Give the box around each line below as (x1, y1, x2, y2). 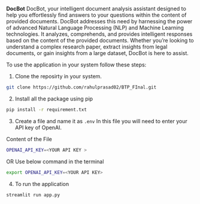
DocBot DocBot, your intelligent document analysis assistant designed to (6, 5, 187, 12)
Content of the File (6, 135, 52, 142)
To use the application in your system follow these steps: (6, 61, 147, 68)
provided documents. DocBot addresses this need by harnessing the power (6, 18, 193, 25)
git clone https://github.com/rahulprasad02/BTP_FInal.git (6, 84, 157, 90)
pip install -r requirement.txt (6, 106, 87, 112)
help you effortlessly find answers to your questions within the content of (6, 11, 187, 19)
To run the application (14, 180, 69, 187)
